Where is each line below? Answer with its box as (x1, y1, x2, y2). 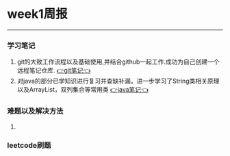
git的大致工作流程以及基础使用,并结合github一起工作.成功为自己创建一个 (16, 57, 220, 66)
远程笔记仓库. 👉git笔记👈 (16, 66, 91, 75)
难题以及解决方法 (7, 107, 64, 116)
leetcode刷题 (7, 141, 51, 151)
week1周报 (7, 6, 68, 22)
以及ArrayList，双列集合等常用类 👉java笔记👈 (16, 86, 149, 94)
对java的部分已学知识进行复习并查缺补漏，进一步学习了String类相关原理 (16, 77, 220, 86)
